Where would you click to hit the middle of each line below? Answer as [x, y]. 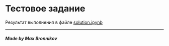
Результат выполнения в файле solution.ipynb [54, 22]
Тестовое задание [45, 9]
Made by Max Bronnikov [31, 38]
